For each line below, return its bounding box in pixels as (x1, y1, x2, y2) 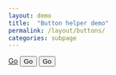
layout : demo (8, 11, 52, 20)
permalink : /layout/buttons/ (8, 26, 106, 34)
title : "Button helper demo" (8, 19, 110, 27)
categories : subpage (8, 34, 78, 42)
